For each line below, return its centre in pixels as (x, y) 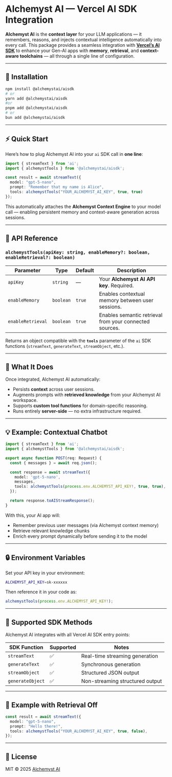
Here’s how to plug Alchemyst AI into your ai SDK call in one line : (74, 154)
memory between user (126, 300)
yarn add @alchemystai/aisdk (36, 98)
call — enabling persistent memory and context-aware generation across (82, 212)
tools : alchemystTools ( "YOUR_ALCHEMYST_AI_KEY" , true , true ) (77, 192)
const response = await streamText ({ (50, 472)
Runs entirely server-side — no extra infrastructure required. (77, 411)
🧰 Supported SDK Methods (49, 622)
